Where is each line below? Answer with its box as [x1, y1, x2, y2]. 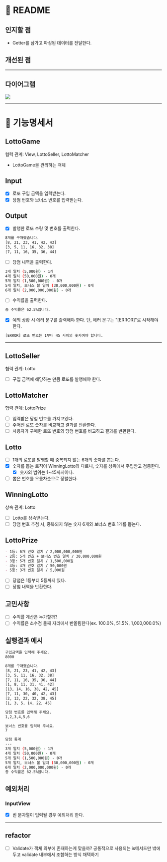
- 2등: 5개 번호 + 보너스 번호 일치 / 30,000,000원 [5, 554, 102, 559]
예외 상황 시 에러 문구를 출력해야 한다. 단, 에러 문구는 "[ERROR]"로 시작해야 [12, 317, 159, 323]
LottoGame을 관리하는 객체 [12, 162, 66, 168]
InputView [5, 800, 31, 807]
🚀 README [5, 4, 51, 16]
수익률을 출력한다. [12, 297, 47, 303]
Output [5, 211, 27, 220]
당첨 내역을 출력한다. [12, 259, 53, 265]
